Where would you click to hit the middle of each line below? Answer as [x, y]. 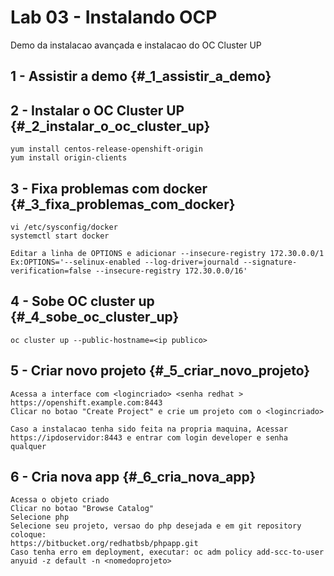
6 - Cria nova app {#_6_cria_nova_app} [133, 476]
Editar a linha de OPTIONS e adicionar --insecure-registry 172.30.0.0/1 [167, 253]
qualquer [28, 446]
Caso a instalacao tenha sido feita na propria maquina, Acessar [149, 429]
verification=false [51, 271]
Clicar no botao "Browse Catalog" [82, 509]
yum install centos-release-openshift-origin [106, 149]
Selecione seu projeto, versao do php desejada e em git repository [156, 526]
